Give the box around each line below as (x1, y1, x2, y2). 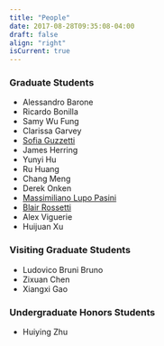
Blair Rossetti (22, 202, 72, 213)
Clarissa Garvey (22, 125, 82, 136)
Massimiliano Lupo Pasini (22, 193, 117, 204)
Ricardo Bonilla (22, 106, 78, 117)
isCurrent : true (9, 47, 70, 56)
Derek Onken (22, 183, 72, 194)
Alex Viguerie (22, 212, 73, 223)
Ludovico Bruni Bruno (22, 264, 104, 275)
